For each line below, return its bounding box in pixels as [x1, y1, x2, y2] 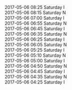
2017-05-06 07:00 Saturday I [4, 15, 64, 21]
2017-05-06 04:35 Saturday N [4, 74, 67, 79]
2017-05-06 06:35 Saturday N [4, 31, 67, 37]
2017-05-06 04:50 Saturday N [4, 63, 67, 69]
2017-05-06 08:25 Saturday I [4, 5, 65, 10]
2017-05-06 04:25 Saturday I [4, 79, 65, 85]
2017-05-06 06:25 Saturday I [4, 36, 65, 42]
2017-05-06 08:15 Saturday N [4, 10, 66, 16]
